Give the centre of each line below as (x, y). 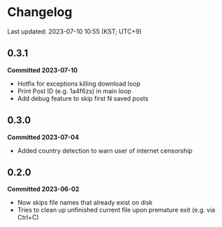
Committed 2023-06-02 (43, 189)
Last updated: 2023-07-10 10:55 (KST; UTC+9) (74, 31)
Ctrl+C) (28, 217)
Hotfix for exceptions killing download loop (79, 84)
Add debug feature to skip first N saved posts (83, 98)
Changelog (40, 12)
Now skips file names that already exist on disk (85, 203)
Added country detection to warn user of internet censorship (105, 150)
